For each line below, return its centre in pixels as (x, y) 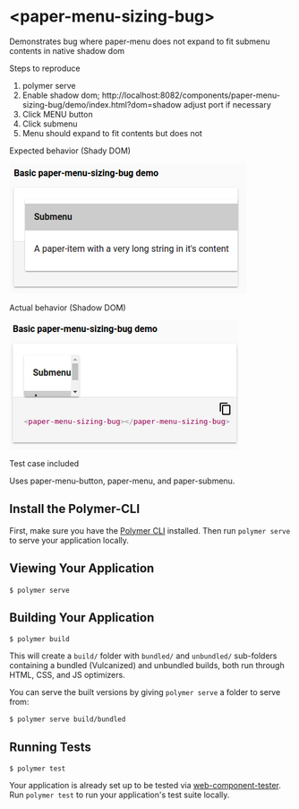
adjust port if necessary (227, 104)
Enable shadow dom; (61, 95)
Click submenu (50, 124)
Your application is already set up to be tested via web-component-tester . (145, 786)
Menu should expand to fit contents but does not (112, 133)
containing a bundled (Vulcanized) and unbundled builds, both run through (147, 665)
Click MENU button (57, 114)
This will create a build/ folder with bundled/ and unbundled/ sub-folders (143, 656)
